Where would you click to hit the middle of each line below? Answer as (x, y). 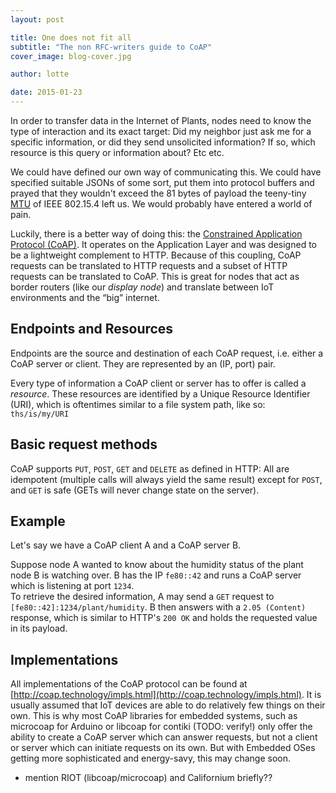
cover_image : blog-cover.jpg (71, 56)
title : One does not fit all (71, 37)
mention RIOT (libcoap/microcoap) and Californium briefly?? (148, 778)
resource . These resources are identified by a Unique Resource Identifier (160, 393)
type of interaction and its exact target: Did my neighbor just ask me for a (161, 131)
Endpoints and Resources (92, 329)
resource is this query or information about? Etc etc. (117, 152)
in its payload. (39, 628)
